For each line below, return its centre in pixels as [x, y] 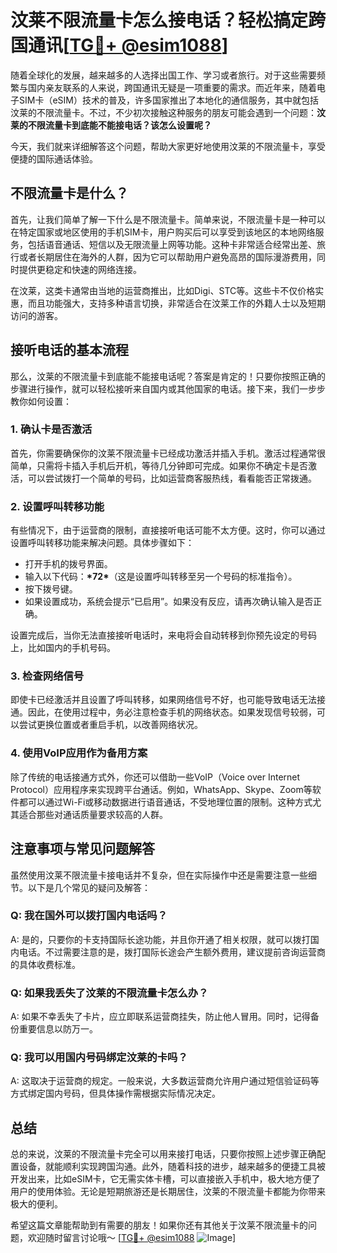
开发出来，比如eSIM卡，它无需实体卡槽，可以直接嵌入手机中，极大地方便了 [165, 1179]
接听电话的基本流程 [69, 350]
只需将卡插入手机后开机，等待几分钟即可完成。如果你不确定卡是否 [172, 465]
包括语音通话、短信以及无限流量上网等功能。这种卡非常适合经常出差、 [172, 244]
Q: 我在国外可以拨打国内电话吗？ [89, 916]
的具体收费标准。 [45, 964]
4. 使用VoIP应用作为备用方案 [79, 753]
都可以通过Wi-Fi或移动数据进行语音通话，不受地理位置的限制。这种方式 [165, 802]
